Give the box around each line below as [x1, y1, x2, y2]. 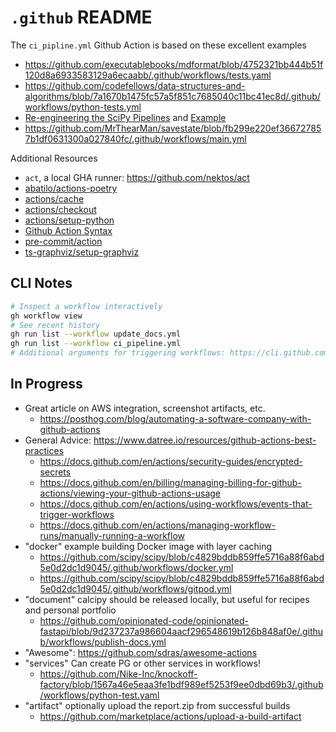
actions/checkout [24, 203, 97, 215]
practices [24, 444, 65, 456]
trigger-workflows [39, 508, 115, 520]
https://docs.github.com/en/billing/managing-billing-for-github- [39, 476, 302, 488]
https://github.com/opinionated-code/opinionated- [39, 614, 250, 626]
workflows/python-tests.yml [24, 101, 142, 113]
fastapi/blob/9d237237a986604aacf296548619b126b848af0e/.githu [39, 625, 324, 637]
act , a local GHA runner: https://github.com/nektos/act [24, 171, 250, 183]
